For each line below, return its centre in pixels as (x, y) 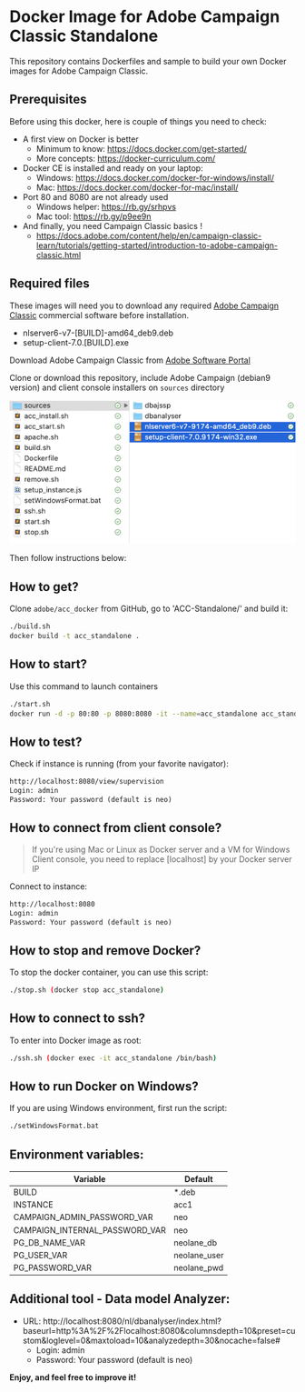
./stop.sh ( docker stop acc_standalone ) (87, 990)
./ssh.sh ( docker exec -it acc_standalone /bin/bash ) (113, 1058)
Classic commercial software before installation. (99, 315)
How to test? (46, 741)
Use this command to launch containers (84, 686)
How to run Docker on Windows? (104, 1086)
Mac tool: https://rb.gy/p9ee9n (93, 216)
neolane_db (196, 1242)
